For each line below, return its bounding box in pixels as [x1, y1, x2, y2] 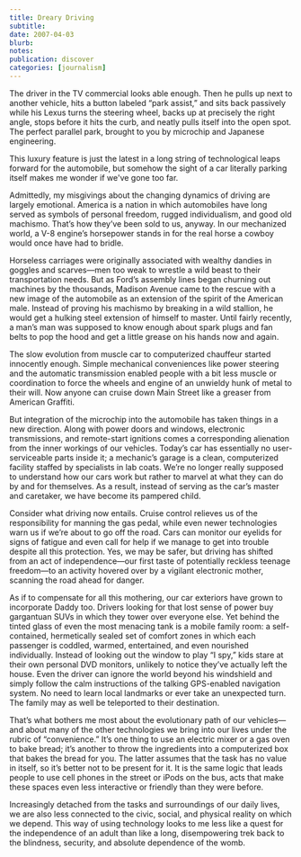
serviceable [9, 451, 53, 463]
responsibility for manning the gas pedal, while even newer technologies [9, 517, 278, 528]
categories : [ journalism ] [9, 64, 106, 73]
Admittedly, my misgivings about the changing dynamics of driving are [9, 190, 271, 201]
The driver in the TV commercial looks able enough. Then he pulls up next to [9, 87, 293, 99]
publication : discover [9, 55, 94, 64]
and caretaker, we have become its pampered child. [9, 490, 201, 501]
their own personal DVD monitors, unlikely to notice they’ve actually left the [9, 658, 288, 670]
